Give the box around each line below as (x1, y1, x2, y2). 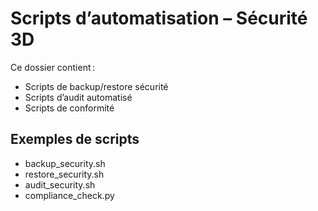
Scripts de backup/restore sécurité (24, 80, 169, 92)
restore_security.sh (24, 168, 105, 180)
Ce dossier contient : (10, 61, 96, 73)
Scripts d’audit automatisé (24, 91, 133, 103)
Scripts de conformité (24, 102, 115, 114)
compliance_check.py (24, 189, 115, 201)
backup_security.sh (24, 157, 106, 169)
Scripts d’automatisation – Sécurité (10, 7, 308, 30)
